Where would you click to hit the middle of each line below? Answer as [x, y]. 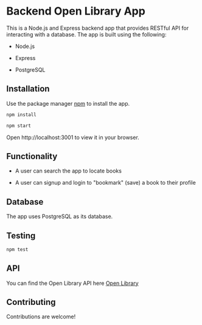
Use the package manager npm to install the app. [68, 103]
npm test [17, 249]
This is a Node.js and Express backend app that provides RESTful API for [98, 28]
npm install [21, 115]
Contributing [31, 302]
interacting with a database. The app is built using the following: [86, 34]
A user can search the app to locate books [68, 171]
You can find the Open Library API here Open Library [72, 283]
